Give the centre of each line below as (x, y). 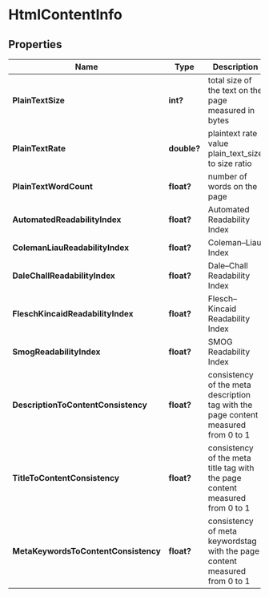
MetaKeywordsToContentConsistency (87, 551)
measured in (231, 110)
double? (185, 148)
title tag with (231, 468)
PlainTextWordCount (53, 186)
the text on (228, 90)
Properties (35, 44)
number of (227, 176)
